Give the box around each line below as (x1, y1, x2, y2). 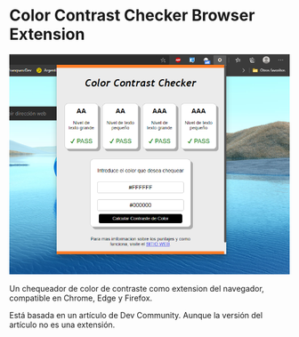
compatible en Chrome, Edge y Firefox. (9, 293, 153, 303)
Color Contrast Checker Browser (9, 5, 255, 26)
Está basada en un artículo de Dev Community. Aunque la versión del (9, 309, 263, 320)
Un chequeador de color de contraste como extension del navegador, (9, 283, 264, 293)
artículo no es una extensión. (9, 319, 116, 330)
